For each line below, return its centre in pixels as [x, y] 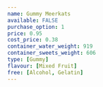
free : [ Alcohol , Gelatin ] [45, 72]
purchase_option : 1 [36, 27]
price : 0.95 [25, 33]
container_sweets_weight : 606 [52, 53]
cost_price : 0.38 [33, 40]
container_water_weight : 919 [50, 46]
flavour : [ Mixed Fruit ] [42, 66]
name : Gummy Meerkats [39, 14]
